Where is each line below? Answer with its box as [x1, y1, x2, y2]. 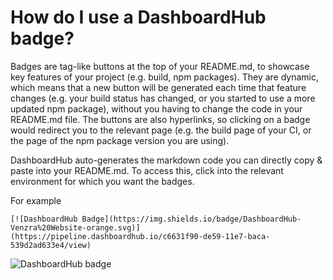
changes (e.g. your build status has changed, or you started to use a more [10, 92, 316, 104]
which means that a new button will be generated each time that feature [10, 81, 307, 93]
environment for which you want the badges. [10, 175, 195, 187]
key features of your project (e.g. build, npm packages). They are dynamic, [10, 71, 320, 83]
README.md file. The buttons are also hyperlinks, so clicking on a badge [10, 113, 311, 125]
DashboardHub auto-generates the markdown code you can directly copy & [10, 154, 323, 166]
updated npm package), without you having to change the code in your [10, 102, 303, 115]
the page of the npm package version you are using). [10, 134, 230, 146]
